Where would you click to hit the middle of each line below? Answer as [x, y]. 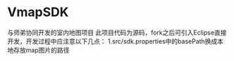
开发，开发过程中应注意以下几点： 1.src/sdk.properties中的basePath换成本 [116, 41]
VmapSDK [38, 12]
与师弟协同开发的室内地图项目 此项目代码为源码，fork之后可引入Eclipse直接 [117, 32]
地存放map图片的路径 [38, 50]
